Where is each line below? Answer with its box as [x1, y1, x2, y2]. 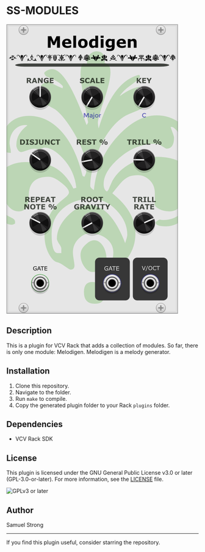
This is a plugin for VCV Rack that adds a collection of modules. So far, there [6, 342, 198, 349]
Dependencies [6, 419, 63, 430]
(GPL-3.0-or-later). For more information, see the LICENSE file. [6, 476, 164, 483]
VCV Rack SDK [15, 435, 53, 442]
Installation [6, 366, 50, 377]
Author [6, 505, 34, 515]
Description [6, 325, 52, 336]
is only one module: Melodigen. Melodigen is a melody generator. [6, 348, 171, 355]
